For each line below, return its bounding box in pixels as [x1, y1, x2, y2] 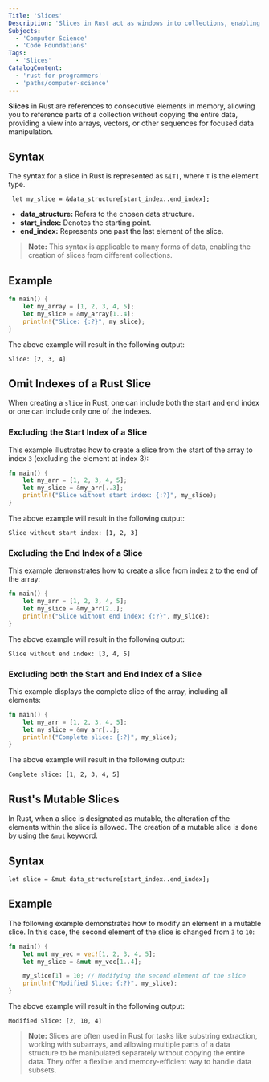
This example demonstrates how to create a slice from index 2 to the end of [8, 565, 259, 575]
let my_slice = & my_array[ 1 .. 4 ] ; [22, 310, 135, 318]
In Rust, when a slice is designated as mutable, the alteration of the [8, 814, 230, 823]
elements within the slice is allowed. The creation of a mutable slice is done [8, 823, 259, 832]
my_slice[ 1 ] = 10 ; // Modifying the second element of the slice [22, 972, 247, 980]
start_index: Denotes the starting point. [19, 218, 152, 227]
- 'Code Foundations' [15, 42, 88, 50]
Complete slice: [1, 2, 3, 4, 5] [8, 770, 120, 779]
